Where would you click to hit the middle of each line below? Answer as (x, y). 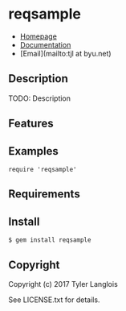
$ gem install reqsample (50, 240)
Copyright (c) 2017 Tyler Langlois (63, 284)
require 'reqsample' (43, 169)
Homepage (39, 36)
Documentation (45, 44)
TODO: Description (39, 98)
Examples (33, 151)
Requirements (44, 194)
